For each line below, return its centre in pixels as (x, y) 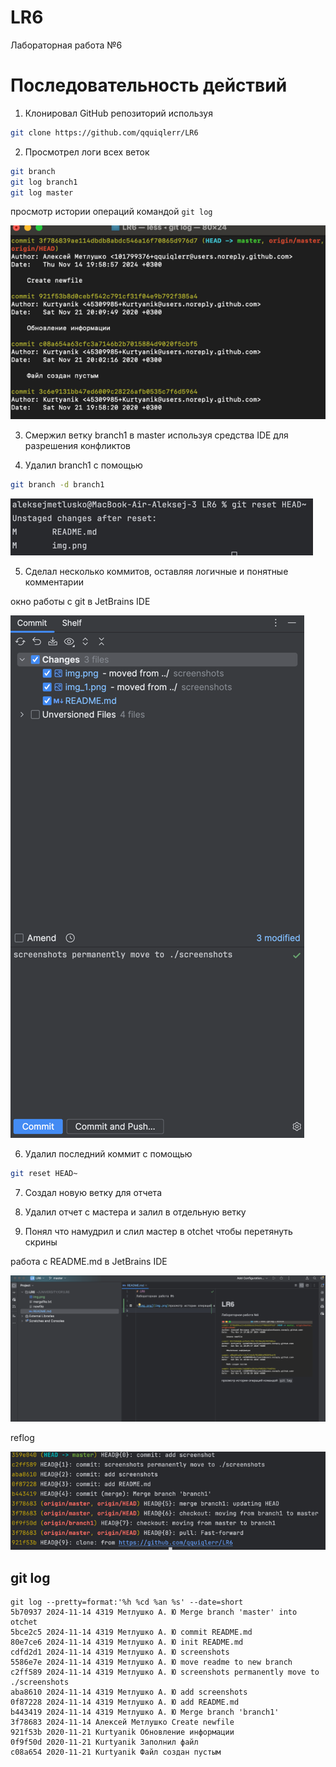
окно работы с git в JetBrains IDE (80, 601)
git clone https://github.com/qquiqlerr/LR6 (104, 132)
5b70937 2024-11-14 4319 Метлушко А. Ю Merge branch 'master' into (154, 1612)
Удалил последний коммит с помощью (108, 1153)
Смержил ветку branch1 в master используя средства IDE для (156, 435)
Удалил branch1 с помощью (83, 465)
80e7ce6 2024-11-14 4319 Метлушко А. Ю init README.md (127, 1642)
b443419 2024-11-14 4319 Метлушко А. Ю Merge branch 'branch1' (145, 1712)
